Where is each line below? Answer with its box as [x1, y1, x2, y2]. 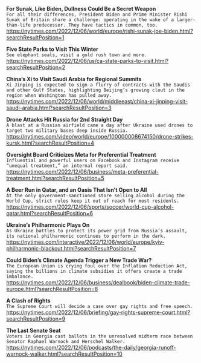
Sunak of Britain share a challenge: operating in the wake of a [6, 17, 174, 23]
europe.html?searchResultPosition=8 [6, 286, 98, 292]
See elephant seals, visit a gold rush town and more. [6, 52, 147, 58]
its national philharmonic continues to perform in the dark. [6, 233, 166, 239]
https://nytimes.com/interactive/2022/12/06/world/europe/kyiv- [6, 238, 165, 246]
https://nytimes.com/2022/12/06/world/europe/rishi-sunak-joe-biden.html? [6, 27, 193, 34]
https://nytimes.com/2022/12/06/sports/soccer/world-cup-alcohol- [6, 203, 174, 211]
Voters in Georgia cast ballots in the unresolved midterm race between [6, 333, 193, 339]
